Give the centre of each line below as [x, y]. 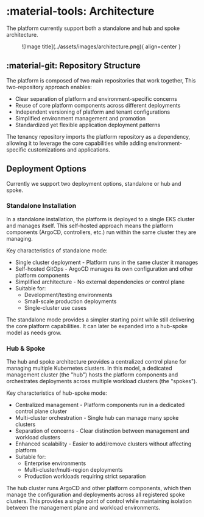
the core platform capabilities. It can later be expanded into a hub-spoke [97, 326]
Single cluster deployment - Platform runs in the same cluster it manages [107, 262]
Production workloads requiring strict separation [85, 476]
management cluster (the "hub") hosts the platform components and [92, 375]
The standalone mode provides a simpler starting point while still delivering [100, 320]
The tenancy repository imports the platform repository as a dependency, [98, 136]
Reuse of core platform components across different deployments [98, 105]
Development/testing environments [68, 295]
